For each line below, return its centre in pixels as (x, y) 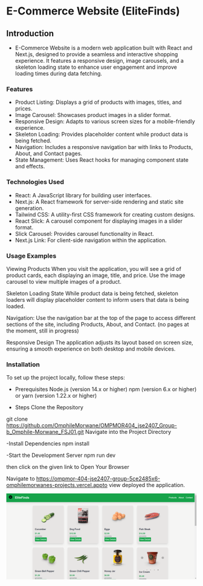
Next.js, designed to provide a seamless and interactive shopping (96, 54)
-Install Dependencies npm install (48, 444)
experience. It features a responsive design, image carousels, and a (99, 61)
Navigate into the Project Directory (128, 432)
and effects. (30, 167)
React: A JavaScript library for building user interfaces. (83, 195)
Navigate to (21, 479)
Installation (23, 365)
